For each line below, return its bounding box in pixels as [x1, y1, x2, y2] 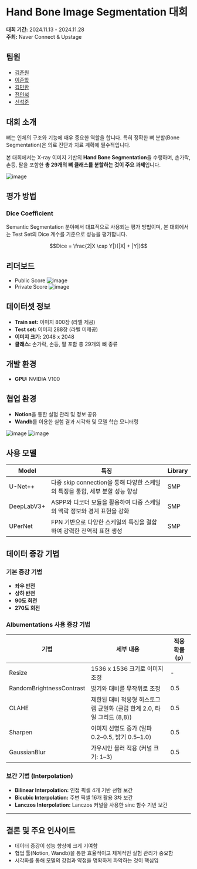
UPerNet [9, 522, 33, 530]
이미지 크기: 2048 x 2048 [14, 333, 74, 340]
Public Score [14, 277, 46, 284]
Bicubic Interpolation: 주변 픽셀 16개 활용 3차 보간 [14, 794, 133, 801]
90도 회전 [14, 597, 38, 604]
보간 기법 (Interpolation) [6, 772, 73, 780]
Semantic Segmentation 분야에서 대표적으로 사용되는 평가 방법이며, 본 [6, 223, 169, 230]
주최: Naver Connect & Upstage [6, 33, 82, 40]
